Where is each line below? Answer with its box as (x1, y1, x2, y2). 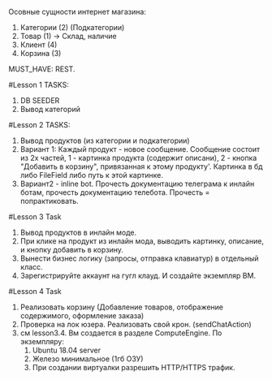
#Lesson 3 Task (8, 212, 62, 222)
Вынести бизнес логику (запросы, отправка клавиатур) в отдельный (19, 253, 259, 263)
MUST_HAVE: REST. (8, 64, 76, 74)
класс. (19, 262, 43, 271)
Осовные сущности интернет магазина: (8, 7, 146, 16)
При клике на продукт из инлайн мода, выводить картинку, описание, (19, 236, 264, 246)
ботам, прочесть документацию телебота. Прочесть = (19, 188, 210, 197)
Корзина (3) (19, 49, 62, 58)
